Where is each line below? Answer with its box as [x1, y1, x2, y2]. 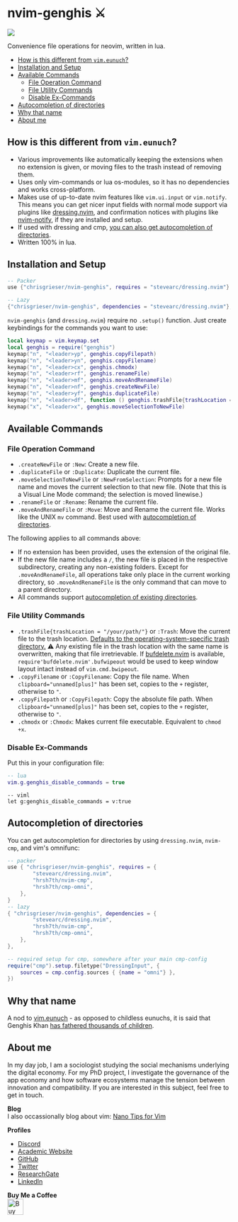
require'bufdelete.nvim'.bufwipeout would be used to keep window [17, 657, 219, 666]
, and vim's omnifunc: [16, 843, 80, 852]
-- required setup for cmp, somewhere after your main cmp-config [7, 955, 208, 963]
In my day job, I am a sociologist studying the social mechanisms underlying [7, 1060, 229, 1069]
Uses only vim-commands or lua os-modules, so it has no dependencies [17, 177, 230, 186]
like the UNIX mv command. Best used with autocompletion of [17, 512, 197, 522]
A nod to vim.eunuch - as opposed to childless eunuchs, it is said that [7, 1014, 211, 1022]
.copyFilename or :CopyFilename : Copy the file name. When [17, 672, 190, 680]
